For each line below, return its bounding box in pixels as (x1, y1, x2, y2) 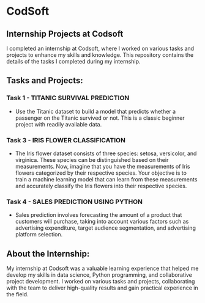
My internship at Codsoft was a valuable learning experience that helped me (6, 265, 199, 272)
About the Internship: (6, 249, 90, 259)
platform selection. (15, 231, 63, 238)
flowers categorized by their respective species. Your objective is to (15, 169, 187, 177)
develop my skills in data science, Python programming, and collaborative (6, 271, 193, 279)
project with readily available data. (15, 120, 102, 128)
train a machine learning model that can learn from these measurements (15, 175, 198, 183)
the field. (6, 291, 29, 298)
